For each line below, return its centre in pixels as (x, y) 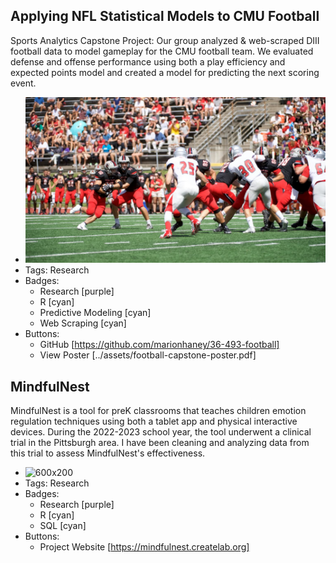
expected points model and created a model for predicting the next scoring (165, 72)
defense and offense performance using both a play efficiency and (148, 61)
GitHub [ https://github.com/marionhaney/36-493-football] (159, 345)
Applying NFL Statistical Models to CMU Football (165, 16)
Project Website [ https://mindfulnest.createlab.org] (144, 547)
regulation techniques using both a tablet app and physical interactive (154, 421)
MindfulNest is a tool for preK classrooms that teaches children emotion (158, 411)
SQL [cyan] (63, 526)
